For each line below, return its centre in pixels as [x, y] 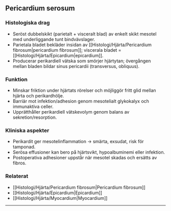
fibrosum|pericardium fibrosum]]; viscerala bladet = [67, 50]
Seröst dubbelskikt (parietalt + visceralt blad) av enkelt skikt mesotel [84, 34]
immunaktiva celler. [33, 107]
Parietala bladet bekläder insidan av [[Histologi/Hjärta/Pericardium [82, 45]
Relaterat [17, 176]
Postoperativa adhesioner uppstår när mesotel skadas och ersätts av [85, 158]
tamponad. [24, 147]
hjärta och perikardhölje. [38, 95]
